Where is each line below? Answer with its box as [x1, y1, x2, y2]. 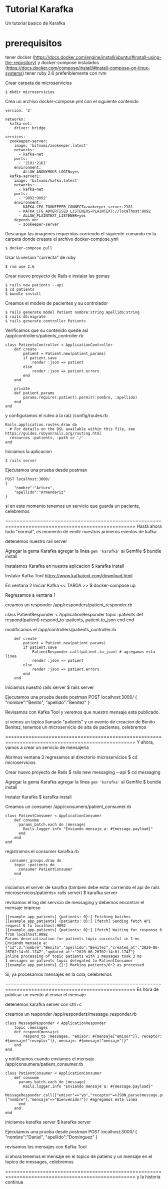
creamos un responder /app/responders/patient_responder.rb [5, 602, 132, 608]
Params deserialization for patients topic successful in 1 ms [5, 936, 140, 941]
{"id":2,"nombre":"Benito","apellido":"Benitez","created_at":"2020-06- [5, 945, 160, 950]
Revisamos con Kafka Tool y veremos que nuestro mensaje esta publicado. [5, 709, 160, 715]
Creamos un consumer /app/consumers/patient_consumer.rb [5, 804, 131, 810]
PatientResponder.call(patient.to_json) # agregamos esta [31, 649, 155, 654]
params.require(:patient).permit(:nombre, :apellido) [23, 394, 137, 400]
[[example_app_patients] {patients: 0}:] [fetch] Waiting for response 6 [5, 927, 162, 932]
